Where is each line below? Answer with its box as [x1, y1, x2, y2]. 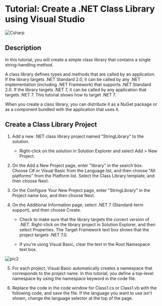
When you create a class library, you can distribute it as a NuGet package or [5, 101, 158, 107]
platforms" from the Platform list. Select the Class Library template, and [12, 173, 155, 178]
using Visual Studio [5, 14, 85, 25]
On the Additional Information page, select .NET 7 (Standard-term [12, 202, 144, 208]
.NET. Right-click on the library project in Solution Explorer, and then [19, 222, 156, 227]
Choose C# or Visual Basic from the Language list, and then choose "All [12, 167, 156, 173]
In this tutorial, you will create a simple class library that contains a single [5, 57, 151, 63]
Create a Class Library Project [5, 120, 97, 129]
